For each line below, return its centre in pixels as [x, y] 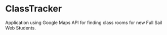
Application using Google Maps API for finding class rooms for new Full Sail [84, 22]
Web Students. [21, 27]
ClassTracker [34, 9]
